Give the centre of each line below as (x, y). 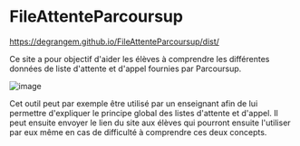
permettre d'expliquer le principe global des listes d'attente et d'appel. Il (144, 113)
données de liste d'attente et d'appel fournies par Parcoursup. (126, 68)
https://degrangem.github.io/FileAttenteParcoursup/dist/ (115, 41)
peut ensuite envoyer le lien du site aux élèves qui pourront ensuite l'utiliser (150, 123)
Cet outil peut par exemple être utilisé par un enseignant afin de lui (134, 103)
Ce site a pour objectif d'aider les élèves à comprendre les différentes (140, 59)
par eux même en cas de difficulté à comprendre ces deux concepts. (138, 132)
